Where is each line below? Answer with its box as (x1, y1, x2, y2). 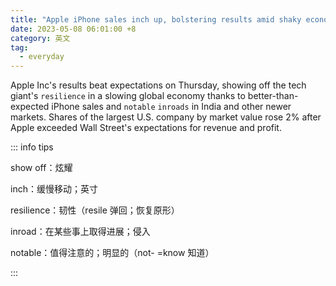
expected (10, 101, 50, 113)
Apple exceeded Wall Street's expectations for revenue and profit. (10, 122, 282, 134)
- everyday (19, 52, 65, 62)
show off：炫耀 (10, 162, 73, 174)
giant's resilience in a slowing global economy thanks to (10, 90, 246, 102)
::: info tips (10, 141, 54, 153)
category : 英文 (10, 33, 71, 43)
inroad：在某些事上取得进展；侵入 (10, 226, 151, 238)
